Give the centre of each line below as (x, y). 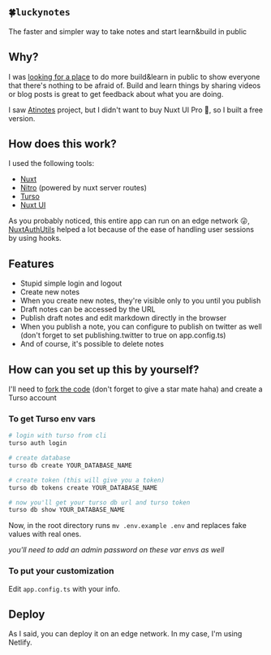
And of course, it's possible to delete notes (92, 344)
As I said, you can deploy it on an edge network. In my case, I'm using (125, 634)
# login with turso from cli (58, 436)
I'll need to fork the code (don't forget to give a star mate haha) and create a (135, 389)
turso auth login (38, 443)
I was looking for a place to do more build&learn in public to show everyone (134, 76)
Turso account (32, 398)
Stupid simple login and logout (71, 283)
